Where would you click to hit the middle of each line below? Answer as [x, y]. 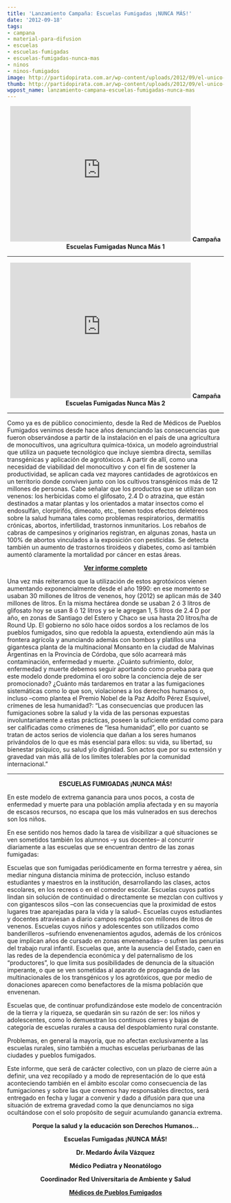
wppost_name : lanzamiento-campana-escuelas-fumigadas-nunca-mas [101, 90]
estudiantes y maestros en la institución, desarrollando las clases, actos [109, 882]
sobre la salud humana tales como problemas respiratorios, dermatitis [106, 518]
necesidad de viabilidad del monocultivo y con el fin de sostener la [101, 467]
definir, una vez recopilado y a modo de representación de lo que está [107, 1076]
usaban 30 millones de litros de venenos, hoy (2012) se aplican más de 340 [114, 596]
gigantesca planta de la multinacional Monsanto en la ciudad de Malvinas [111, 647]
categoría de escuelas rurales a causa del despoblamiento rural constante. [113, 1028]
